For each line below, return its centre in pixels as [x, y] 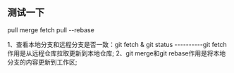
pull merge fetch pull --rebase [51, 29]
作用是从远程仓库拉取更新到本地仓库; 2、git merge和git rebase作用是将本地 [117, 53]
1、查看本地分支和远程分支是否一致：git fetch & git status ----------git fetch [117, 44]
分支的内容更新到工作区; [42, 62]
